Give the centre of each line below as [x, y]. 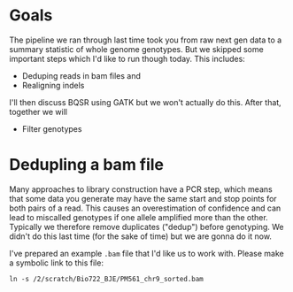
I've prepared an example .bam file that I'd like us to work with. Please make [147, 253]
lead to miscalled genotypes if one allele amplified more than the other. [139, 217]
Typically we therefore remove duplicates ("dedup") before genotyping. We [147, 227]
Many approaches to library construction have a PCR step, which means [141, 189]
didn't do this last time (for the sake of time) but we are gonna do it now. [141, 236]
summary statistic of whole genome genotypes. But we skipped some [136, 49]
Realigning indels [53, 85]
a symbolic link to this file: [57, 263]
